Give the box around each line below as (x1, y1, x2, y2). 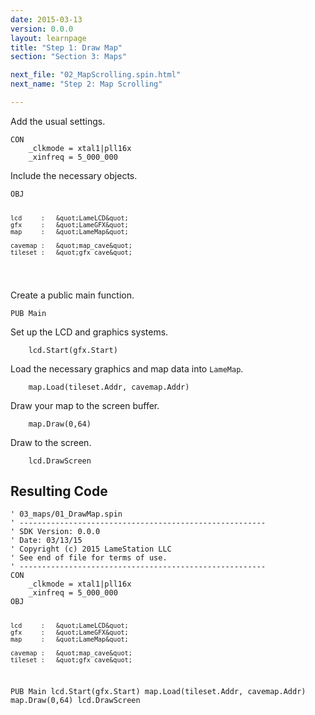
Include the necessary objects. (10, 169, 138, 181)
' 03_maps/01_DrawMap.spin (10, 509, 123, 520)
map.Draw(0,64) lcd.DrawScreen (10, 696, 141, 706)
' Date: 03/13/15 (10, 536, 83, 546)
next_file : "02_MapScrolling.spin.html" (10, 70, 182, 80)
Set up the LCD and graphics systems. (10, 326, 169, 338)
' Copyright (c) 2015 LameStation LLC (10, 544, 172, 555)
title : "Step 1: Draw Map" (10, 42, 123, 53)
